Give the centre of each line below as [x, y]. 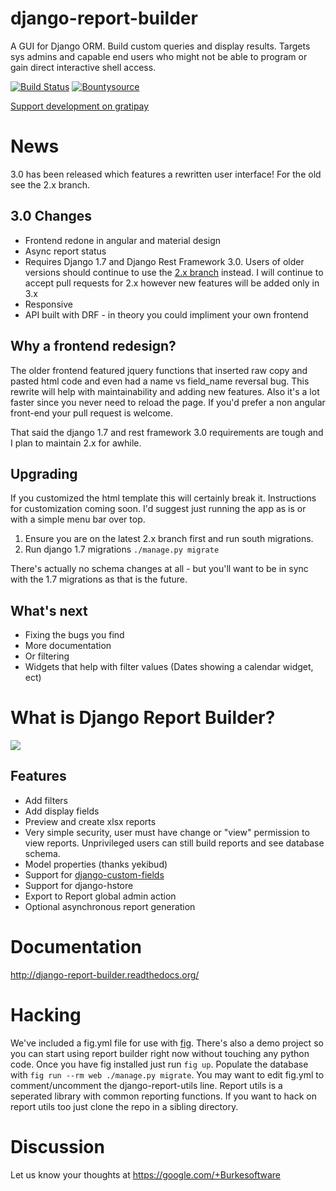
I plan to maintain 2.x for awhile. [76, 443]
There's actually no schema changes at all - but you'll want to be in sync [159, 569]
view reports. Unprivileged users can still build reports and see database [174, 843]
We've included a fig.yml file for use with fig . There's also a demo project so [167, 1043]
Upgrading [44, 473]
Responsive [48, 304]
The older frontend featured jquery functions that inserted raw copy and [159, 370]
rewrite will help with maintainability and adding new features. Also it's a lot [165, 391]
